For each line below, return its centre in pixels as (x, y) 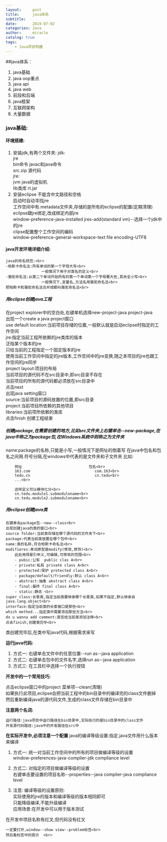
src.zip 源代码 (27, 170)
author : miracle (27, 33)
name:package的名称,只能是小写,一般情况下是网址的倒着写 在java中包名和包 (83, 450)
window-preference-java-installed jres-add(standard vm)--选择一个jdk (85, 219)
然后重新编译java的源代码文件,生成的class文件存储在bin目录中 (69, 699)
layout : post (24, 10)
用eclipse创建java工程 (29, 299)
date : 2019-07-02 (30, 24)
